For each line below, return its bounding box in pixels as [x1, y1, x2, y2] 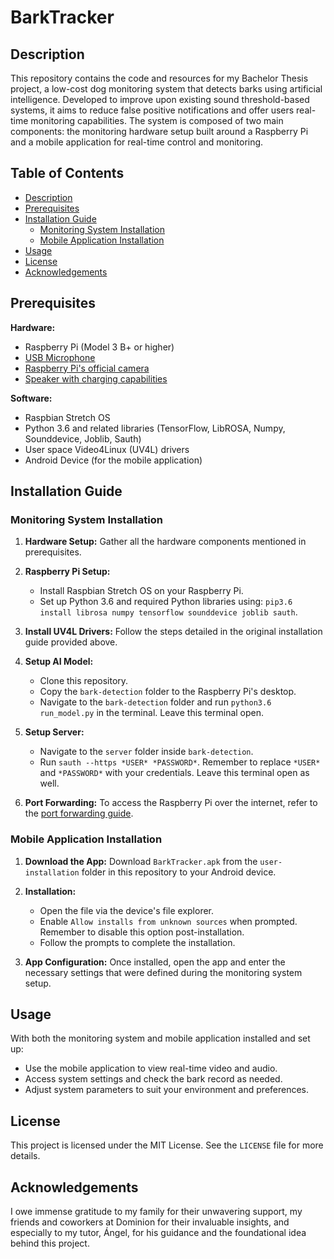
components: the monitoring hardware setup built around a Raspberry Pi [10, 126, 309, 137]
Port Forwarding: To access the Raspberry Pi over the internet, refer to [24, 797, 318, 809]
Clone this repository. [39, 675, 129, 687]
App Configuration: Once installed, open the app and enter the [24, 956, 286, 968]
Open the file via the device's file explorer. [39, 904, 215, 916]
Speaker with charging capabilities [24, 372, 168, 385]
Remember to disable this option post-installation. [39, 926, 245, 938]
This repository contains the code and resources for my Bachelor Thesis [10, 72, 309, 84]
